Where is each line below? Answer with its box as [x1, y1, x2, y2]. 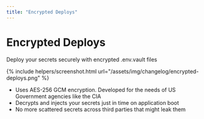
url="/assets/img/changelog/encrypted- [98, 67, 199, 75]
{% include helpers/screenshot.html [6, 67, 97, 75]
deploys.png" [6, 74, 41, 82]
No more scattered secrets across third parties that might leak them [15, 106, 186, 113]
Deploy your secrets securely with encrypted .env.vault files [6, 56, 158, 63]
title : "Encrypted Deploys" [6, 9, 78, 15]
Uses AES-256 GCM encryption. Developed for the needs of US [15, 86, 176, 93]
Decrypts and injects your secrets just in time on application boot [15, 99, 179, 106]
